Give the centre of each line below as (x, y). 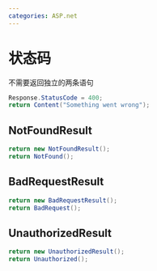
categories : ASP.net (43, 16)
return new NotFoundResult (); (59, 149)
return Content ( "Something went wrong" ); (79, 105)
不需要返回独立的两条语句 (51, 83)
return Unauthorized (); (49, 260)
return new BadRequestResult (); (63, 200)
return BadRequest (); (45, 208)
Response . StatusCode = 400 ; (56, 98)
